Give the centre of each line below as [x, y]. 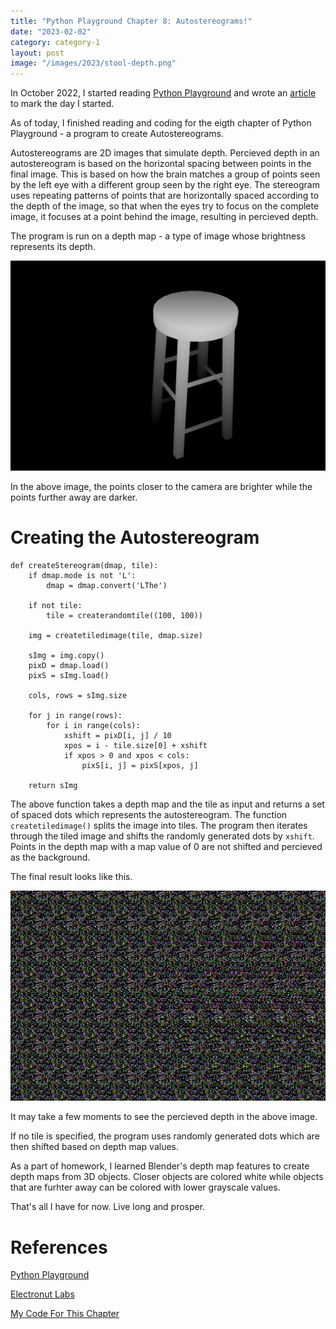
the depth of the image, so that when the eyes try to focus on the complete [165, 206]
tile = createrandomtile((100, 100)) [124, 616]
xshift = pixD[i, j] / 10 [117, 736]
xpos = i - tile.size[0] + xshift [135, 746]
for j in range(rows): [75, 716]
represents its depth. [53, 247]
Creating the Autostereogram [135, 537]
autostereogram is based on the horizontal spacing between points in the [161, 164]
